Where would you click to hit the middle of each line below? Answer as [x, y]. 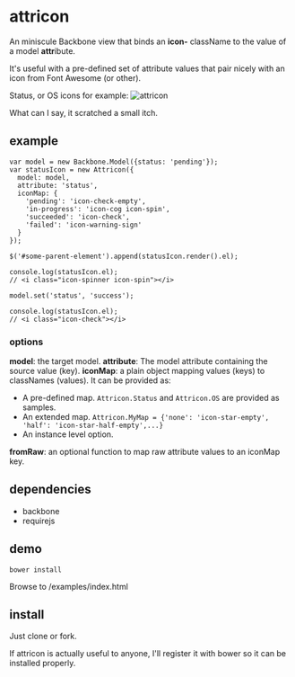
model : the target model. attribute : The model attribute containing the [139, 361]
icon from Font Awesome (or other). [75, 77]
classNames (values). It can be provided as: [91, 380]
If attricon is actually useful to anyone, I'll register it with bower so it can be [148, 654]
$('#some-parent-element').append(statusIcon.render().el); [124, 256]
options [26, 342]
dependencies [50, 490]
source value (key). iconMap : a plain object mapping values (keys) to [137, 371]
